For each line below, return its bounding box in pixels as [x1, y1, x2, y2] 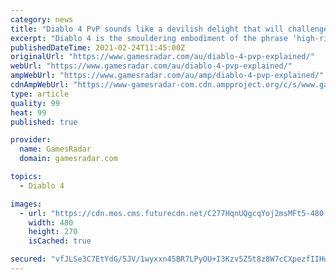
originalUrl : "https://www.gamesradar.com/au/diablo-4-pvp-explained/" [10, 52, 315, 62]
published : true [10, 117, 78, 127]
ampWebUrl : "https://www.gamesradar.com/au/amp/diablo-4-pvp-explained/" [10, 71, 325, 81]
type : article [10, 89, 70, 99]
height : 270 [28, 227, 78, 237]
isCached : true [28, 236, 92, 246]
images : [10, 199, 43, 209]
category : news [10, 14, 74, 25]
